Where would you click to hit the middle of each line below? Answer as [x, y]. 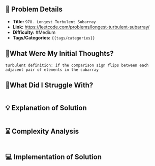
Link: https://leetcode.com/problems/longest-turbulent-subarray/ [81, 27]
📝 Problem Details [34, 9]
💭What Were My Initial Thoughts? [60, 54]
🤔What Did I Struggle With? [49, 85]
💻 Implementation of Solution [53, 157]
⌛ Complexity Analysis [42, 131]
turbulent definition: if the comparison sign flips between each [77, 65]
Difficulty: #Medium [34, 32]
